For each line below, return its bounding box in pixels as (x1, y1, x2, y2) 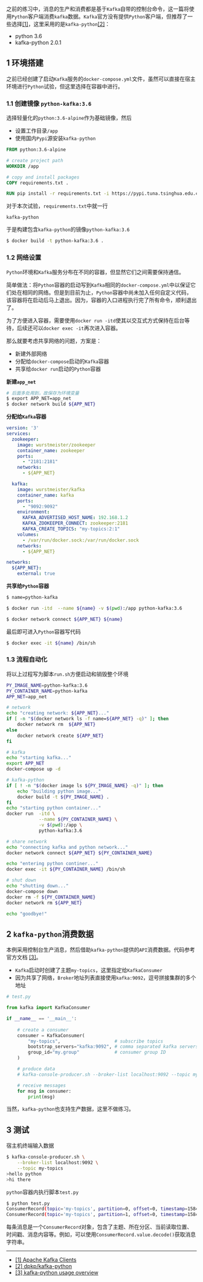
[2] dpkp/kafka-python (14, 1263, 72, 1270)
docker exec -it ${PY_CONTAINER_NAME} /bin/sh (6, 866, 126, 872)
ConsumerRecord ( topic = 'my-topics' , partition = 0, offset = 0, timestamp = (6, 1206, 188, 1212)
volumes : (17, 531, 39, 537)
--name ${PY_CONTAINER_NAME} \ (38, 816, 118, 823)
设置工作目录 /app (14, 127, 59, 134)
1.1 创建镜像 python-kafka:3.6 (6, 99, 92, 108)
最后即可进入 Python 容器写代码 (6, 628, 81, 635)
